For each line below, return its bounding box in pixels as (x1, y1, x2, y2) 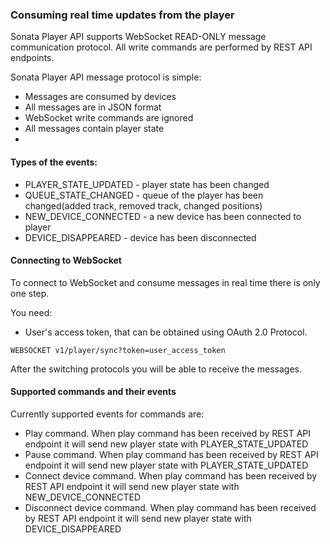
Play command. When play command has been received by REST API (24, 427, 311, 439)
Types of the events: (10, 156, 98, 168)
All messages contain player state (24, 123, 165, 135)
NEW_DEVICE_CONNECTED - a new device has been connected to (24, 210, 302, 222)
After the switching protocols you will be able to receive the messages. (10, 363, 303, 375)
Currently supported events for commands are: (10, 408, 205, 420)
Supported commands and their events (10, 386, 177, 398)
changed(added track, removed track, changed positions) (24, 199, 263, 212)
